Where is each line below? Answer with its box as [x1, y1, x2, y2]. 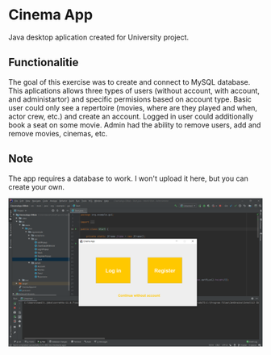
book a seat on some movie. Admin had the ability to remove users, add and [8, 119, 261, 130]
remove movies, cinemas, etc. [8, 128, 108, 138]
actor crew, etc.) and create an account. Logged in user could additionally [8, 111, 254, 121]
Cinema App [8, 6, 94, 24]
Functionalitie [8, 56, 79, 69]
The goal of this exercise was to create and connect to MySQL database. [8, 77, 251, 86]
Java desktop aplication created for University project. [8, 32, 190, 42]
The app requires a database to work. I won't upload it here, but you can [8, 173, 248, 183]
